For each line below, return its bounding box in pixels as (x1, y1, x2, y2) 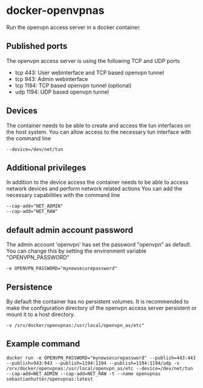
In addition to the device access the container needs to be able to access (6, 179, 188, 186)
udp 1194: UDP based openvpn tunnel (14, 88, 109, 95)
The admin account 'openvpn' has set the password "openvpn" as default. (6, 241, 192, 248)
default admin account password (6, 225, 134, 235)
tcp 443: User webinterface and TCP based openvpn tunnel (14, 69, 164, 76)
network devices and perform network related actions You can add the (6, 185, 182, 192)
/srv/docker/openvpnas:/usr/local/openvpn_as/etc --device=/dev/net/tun (6, 365, 193, 372)
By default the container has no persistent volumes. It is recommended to (6, 298, 189, 305)
